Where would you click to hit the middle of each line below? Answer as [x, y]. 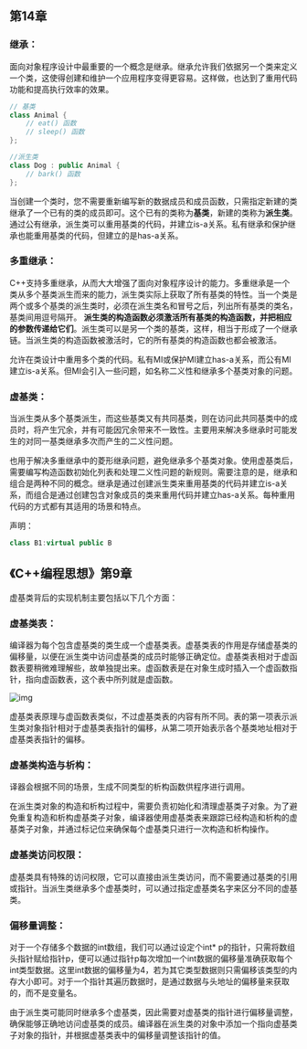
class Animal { [38, 115]
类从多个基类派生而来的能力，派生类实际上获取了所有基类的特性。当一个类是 [153, 294]
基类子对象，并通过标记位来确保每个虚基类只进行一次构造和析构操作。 [142, 829]
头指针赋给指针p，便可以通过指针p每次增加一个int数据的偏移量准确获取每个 [151, 959]
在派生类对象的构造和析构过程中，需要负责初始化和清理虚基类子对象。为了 [149, 806]
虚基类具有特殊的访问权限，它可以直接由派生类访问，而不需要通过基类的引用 [153, 876]
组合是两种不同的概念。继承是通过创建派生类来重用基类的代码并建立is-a [145, 483]
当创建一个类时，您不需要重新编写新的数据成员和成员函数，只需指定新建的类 [153, 201]
